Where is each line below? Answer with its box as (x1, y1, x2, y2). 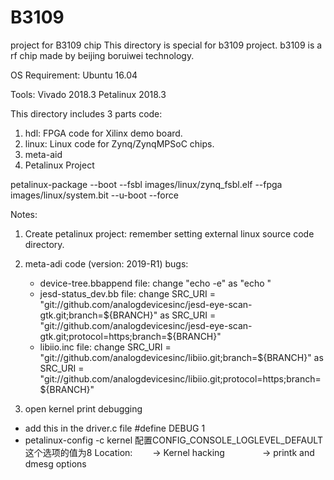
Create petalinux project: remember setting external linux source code (24, 227, 315, 240)
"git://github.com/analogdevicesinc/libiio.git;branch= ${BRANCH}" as (39, 351, 324, 363)
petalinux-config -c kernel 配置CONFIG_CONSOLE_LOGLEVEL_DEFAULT (24, 434, 323, 446)
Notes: (10, 208, 38, 220)
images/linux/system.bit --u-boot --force (10, 189, 179, 201)
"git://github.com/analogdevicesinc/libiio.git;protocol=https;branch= (39, 372, 322, 385)
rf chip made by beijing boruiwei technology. (10, 49, 195, 61)
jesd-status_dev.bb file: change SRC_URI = (39, 287, 216, 300)
